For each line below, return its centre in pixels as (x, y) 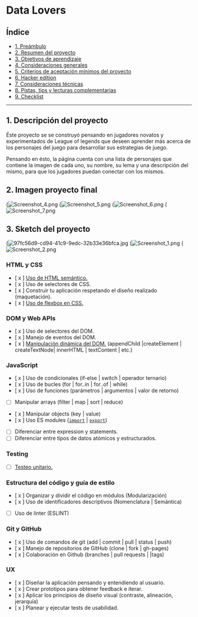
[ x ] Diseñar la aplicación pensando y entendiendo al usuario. (90, 582)
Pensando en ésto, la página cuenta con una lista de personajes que (89, 159)
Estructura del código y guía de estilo (60, 482)
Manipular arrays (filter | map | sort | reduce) (69, 402)
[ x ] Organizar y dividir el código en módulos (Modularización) (90, 496)
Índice (18, 32)
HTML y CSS (24, 265)
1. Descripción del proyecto (57, 121)
